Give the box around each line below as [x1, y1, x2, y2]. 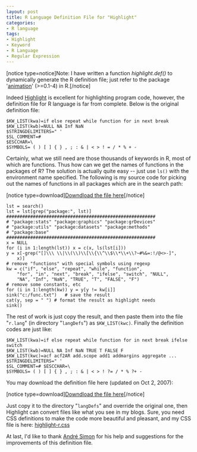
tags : [6, 31, 20, 37]
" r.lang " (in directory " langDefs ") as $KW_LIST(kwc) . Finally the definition [6, 319, 184, 326]
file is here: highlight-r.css [6, 421, 70, 428]
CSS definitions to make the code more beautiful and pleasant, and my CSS [6, 414, 192, 422]
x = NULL [6, 239, 28, 245]
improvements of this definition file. [6, 439, 93, 446]
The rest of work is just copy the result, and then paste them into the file [6, 313, 183, 320]
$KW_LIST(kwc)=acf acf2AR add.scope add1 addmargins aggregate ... [6, 353, 177, 359]
